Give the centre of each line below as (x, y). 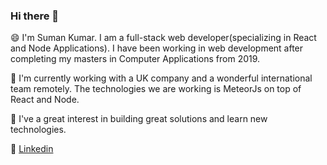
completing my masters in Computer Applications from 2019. (135, 59)
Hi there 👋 (35, 16)
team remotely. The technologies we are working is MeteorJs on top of (156, 89)
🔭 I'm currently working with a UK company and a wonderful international (161, 78)
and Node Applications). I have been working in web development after (157, 48)
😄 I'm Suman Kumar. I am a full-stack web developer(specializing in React (163, 38)
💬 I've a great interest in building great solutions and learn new (139, 119)
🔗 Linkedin (32, 149)
